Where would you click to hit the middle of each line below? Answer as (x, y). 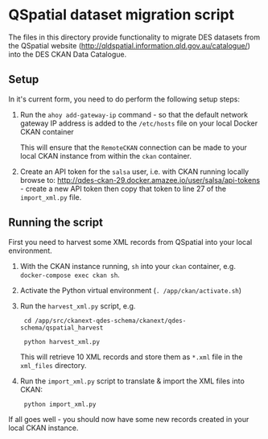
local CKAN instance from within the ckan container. (105, 155)
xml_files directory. (53, 365)
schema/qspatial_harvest (62, 328)
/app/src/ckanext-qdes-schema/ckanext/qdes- (111, 321)
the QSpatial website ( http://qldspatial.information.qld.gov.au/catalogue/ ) (130, 45)
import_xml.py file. (51, 197)
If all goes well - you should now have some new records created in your (129, 419)
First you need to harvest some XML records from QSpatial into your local (130, 242)
